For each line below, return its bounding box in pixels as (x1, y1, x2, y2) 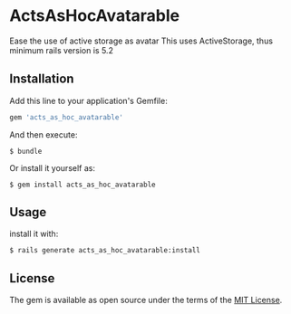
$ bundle (9, 147, 43, 156)
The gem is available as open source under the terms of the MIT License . (9, 295, 283, 306)
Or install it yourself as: (9, 162, 95, 173)
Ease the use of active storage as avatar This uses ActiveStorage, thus (9, 35, 274, 46)
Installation (9, 71, 74, 87)
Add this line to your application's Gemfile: (9, 95, 168, 106)
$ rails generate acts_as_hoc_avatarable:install (9, 246, 201, 255)
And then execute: (9, 128, 78, 140)
